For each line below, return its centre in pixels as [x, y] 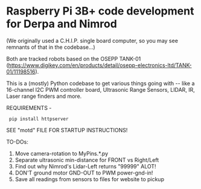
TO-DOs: [17, 142]
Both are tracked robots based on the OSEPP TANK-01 [74, 59]
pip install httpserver [39, 119]
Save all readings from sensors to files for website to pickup [90, 179]
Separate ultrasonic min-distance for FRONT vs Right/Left [87, 160]
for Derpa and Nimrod [62, 24]
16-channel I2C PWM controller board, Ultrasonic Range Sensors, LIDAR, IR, [101, 89]
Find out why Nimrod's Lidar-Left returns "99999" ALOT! [85, 166]
